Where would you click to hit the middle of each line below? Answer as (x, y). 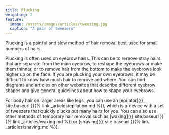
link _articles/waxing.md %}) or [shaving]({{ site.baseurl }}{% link (81, 122)
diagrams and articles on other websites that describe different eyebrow (80, 85)
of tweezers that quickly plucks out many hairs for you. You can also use (81, 111)
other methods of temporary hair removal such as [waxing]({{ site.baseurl (82, 116)
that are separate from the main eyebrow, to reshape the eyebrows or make (84, 64)
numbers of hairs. (24, 49)
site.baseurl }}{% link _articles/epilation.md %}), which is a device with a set (85, 106)
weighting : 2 (19, 15)
